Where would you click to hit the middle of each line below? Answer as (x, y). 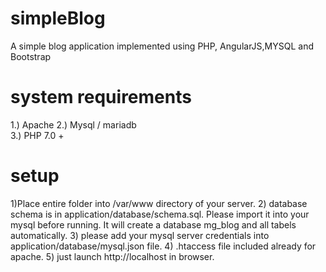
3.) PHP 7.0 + (37, 135)
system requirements (101, 97)
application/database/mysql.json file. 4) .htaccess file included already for (163, 246)
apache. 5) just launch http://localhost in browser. (112, 256)
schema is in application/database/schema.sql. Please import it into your (160, 214)
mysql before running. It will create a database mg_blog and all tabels (153, 224)
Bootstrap (31, 56)
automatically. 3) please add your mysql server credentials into (140, 235)
